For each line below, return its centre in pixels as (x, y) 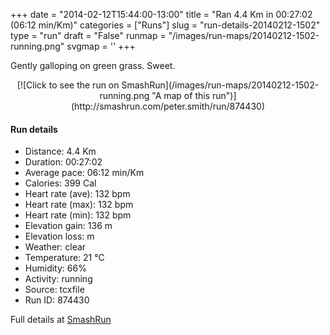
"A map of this (181, 95)
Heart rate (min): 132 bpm (78, 215)
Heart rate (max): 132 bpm (79, 205)
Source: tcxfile (54, 290)
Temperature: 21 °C (64, 258)
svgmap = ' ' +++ (101, 46)
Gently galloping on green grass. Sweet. (93, 65)
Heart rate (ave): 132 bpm (77, 194)
